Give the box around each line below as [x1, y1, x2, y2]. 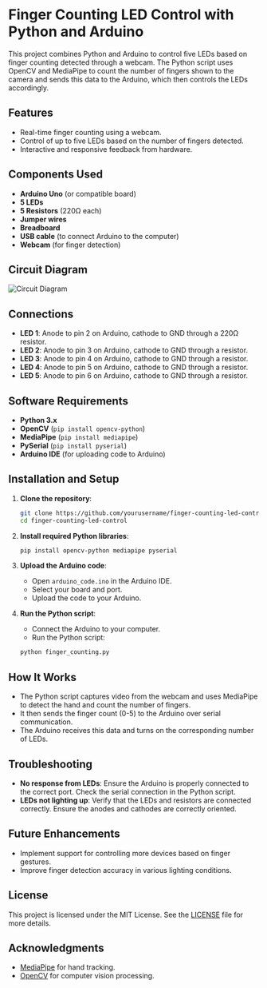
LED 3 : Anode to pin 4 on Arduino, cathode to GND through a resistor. [19, 354, 249, 364]
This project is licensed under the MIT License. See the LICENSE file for [8, 910, 244, 919]
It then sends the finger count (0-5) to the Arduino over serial [19, 709, 222, 719]
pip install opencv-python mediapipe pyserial [19, 546, 178, 555]
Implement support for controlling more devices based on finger [19, 848, 231, 858]
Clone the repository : [19, 493, 92, 503]
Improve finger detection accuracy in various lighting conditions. [19, 865, 232, 874]
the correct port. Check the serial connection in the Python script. [19, 787, 237, 796]
